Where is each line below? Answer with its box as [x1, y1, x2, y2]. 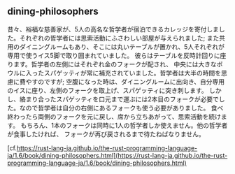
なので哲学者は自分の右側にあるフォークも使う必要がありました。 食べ [19, 103, 224, 112]
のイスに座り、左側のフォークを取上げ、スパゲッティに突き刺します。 [7, 86, 208, 94]
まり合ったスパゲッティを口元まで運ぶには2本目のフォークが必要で [25, 94, 219, 103]
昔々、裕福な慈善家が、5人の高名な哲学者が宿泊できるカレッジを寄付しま [7, 24, 219, 34]
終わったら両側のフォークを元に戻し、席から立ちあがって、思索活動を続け [7, 112, 222, 121]
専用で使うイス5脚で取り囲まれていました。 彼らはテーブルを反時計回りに [7, 51, 220, 59]
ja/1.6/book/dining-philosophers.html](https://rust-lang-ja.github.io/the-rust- [7, 151, 228, 159]
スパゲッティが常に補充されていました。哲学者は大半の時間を [43, 68, 222, 77]
